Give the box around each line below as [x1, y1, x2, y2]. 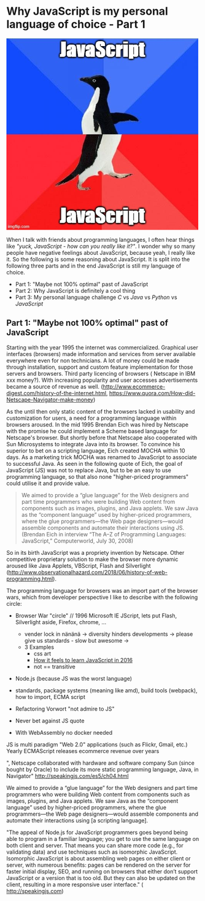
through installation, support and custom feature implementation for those [6, 363, 193, 371]
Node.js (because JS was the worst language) [15, 675, 133, 682]
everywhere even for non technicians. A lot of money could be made [6, 357, 180, 364]
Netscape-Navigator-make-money [6, 396, 94, 403]
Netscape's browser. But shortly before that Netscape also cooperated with [6, 434, 198, 441]
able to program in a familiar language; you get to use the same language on [6, 835, 199, 842]
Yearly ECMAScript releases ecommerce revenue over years [6, 747, 160, 754]
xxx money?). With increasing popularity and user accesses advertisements [6, 376, 198, 384]
